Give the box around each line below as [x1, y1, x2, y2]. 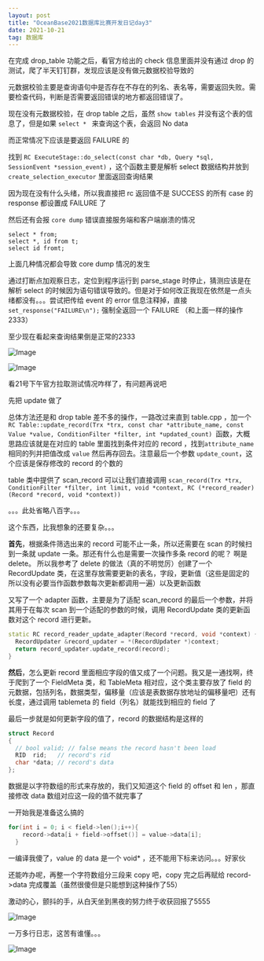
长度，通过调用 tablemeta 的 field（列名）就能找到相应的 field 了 [8, 697, 216, 706]
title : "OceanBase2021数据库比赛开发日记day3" [8, 19, 153, 27]
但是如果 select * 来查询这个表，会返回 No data [28, 119, 189, 128]
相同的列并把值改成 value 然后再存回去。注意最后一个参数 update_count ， [8, 449, 246, 458]
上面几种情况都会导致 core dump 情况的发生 [8, 259, 151, 269]
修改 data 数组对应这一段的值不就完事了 [14, 791, 144, 800]
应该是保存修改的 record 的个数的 [14, 459, 123, 468]
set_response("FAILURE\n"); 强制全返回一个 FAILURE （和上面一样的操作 [8, 306, 244, 315]
